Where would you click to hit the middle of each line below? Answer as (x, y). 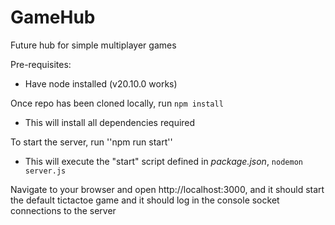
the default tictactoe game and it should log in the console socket (145, 200)
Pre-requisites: (41, 64)
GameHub (53, 17)
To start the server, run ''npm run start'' (91, 142)
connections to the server (63, 210)
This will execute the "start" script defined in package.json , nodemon (163, 161)
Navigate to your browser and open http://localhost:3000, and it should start (167, 189)
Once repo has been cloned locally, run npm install (117, 103)
